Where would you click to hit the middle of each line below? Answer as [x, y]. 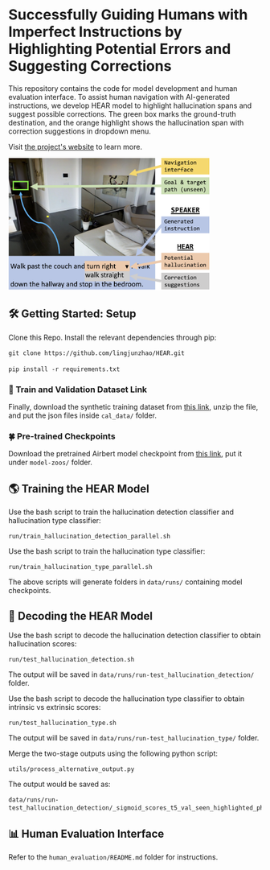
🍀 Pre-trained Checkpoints [62, 436]
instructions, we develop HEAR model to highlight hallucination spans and [130, 105]
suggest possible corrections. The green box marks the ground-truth [123, 113]
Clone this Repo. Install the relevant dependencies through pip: [112, 337]
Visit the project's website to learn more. [76, 146]
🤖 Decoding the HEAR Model [80, 616]
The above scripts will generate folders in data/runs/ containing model [125, 582]
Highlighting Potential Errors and [120, 49]
